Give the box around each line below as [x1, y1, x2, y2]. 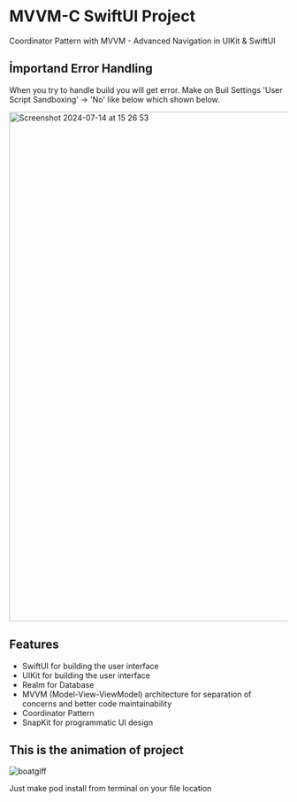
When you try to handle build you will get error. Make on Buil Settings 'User [9, 84, 283, 95]
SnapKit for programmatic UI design [21, 717, 153, 728]
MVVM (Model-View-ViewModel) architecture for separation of [21, 689, 252, 699]
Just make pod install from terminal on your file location [9, 783, 212, 794]
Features [9, 637, 59, 652]
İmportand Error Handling [9, 61, 153, 76]
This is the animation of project [9, 742, 184, 758]
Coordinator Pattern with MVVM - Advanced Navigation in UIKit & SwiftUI [9, 35, 276, 46]
